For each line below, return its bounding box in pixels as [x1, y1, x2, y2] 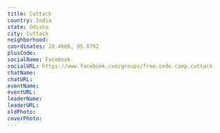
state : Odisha [7, 23, 49, 30]
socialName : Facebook [7, 56, 71, 63]
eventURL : [7, 89, 37, 96]
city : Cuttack [7, 30, 49, 37]
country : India [7, 17, 52, 24]
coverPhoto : [7, 115, 42, 122]
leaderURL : [7, 102, 39, 109]
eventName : [7, 82, 39, 89]
